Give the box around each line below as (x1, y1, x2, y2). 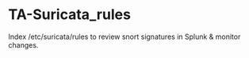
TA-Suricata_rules (8, 6, 131, 24)
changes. (8, 40, 39, 49)
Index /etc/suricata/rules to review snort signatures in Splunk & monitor (8, 32, 241, 41)
